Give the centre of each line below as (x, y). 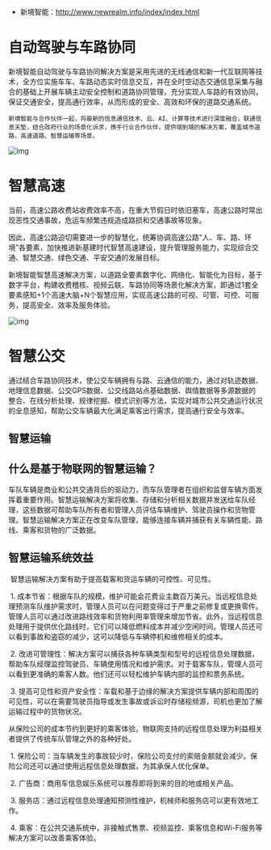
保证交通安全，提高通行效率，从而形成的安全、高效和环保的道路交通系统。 (132, 101)
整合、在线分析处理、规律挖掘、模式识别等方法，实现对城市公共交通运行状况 (135, 400)
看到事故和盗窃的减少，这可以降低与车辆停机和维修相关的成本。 (121, 636)
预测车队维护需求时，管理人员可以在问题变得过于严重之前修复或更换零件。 (139, 606)
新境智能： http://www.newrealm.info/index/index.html (110, 12)
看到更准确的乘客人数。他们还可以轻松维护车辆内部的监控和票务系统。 (131, 674)
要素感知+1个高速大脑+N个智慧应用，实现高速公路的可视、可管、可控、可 (130, 294)
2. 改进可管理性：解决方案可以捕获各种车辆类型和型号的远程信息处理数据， (135, 653)
